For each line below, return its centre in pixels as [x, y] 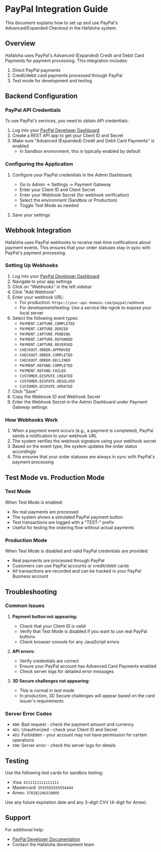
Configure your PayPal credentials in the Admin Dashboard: [72, 175]
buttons [27, 636]
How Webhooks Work [31, 420]
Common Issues [25, 606]
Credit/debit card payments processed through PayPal [67, 75]
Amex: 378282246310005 [36, 792]
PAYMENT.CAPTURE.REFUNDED [46, 339]
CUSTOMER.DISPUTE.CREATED [46, 376]
